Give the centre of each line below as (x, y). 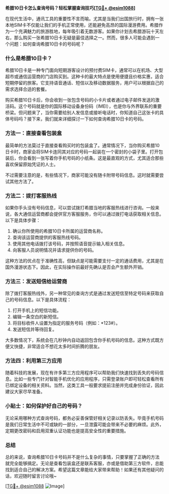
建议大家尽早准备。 (25, 392)
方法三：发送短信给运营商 (36, 281)
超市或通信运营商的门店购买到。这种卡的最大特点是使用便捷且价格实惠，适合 (84, 77)
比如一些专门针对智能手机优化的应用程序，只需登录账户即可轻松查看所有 (89, 379)
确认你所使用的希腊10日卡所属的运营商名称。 (59, 231)
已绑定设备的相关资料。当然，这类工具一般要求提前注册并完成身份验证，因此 (84, 385)
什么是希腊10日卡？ (29, 58)
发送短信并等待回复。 (34, 329)
